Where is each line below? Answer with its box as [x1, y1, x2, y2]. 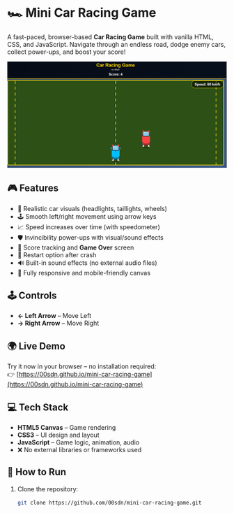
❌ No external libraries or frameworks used [17, 446, 141, 454]
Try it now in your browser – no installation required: [7, 362, 157, 370]
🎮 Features [7, 182, 59, 194]
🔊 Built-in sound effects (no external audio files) [17, 259, 158, 267]
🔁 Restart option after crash [17, 250, 97, 259]
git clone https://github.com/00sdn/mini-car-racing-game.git [17, 499, 202, 506]
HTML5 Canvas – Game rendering [17, 424, 116, 432]
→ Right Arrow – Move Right [17, 319, 100, 328]
